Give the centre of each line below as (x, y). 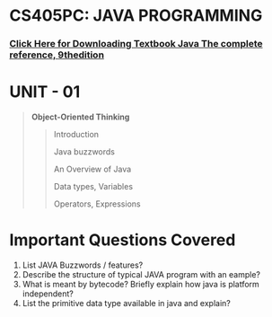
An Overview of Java (92, 169)
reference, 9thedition (57, 55)
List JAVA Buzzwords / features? (83, 265)
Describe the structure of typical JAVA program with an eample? (141, 274)
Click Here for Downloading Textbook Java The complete (136, 44)
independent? (48, 294)
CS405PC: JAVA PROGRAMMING (136, 16)
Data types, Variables (93, 187)
